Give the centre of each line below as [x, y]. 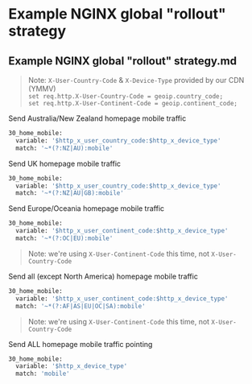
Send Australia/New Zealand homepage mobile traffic [97, 118]
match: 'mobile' [43, 374]
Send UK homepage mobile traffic [65, 163]
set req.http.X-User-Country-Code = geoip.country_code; [126, 97]
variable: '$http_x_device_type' [72, 366]
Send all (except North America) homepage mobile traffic [103, 276]
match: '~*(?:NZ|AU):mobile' [64, 148]
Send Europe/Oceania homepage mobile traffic [87, 209]
